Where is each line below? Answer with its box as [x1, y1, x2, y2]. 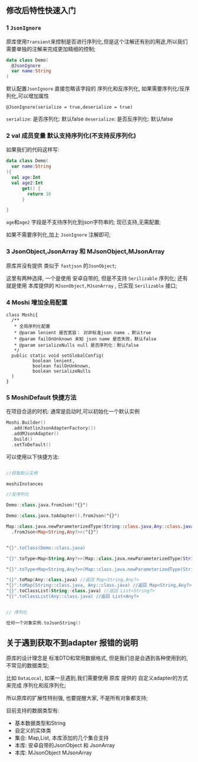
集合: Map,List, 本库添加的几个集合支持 [14, 734, 109, 741]
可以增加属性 [18, 92, 49, 99]
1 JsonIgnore [6, 24, 41, 32]
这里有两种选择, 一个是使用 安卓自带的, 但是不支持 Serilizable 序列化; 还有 [6, 275, 188, 282]
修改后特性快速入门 [6, 5, 76, 16]
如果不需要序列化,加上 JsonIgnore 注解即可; [6, 231, 111, 238]
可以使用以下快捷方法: [6, 453, 60, 460]
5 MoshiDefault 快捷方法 [6, 393, 77, 401]
